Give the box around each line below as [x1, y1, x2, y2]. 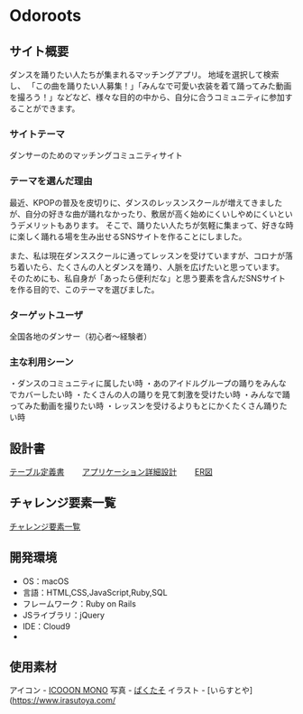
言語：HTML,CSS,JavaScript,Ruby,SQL [22, 587, 169, 598]
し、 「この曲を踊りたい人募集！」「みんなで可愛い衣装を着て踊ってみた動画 [9, 80, 292, 91]
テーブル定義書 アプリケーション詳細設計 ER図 [9, 467, 214, 477]
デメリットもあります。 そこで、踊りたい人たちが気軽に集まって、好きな [16, 219, 287, 230]
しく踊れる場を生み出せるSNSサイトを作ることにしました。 [24, 231, 247, 242]
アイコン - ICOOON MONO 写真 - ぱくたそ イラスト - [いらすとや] [9, 685, 252, 696]
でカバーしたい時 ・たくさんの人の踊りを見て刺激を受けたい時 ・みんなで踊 [9, 389, 290, 400]
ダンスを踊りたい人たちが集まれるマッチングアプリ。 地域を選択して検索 [9, 70, 280, 79]
